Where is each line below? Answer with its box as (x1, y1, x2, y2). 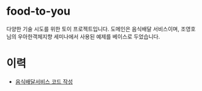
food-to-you (6, 4, 70, 18)
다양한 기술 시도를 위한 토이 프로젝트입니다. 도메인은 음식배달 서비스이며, (6, 25, 179, 32)
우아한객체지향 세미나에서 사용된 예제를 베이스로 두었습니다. (17, 32, 160, 40)
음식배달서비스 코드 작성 (15, 78, 73, 85)
